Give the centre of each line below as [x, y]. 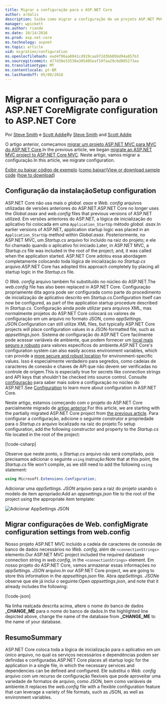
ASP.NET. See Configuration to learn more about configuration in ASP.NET [81, 387]
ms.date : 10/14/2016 [27, 33]
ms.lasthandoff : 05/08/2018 [34, 75]
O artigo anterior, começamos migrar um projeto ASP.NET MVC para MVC [81, 144]
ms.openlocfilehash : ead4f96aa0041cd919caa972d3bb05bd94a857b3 [72, 56]
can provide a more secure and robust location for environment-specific [79, 355]
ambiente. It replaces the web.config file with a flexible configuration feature [83, 687]
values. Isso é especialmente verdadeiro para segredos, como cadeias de [81, 361]
